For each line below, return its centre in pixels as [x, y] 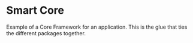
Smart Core [35, 10]
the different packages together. [46, 33]
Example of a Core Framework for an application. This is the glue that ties [97, 27]
